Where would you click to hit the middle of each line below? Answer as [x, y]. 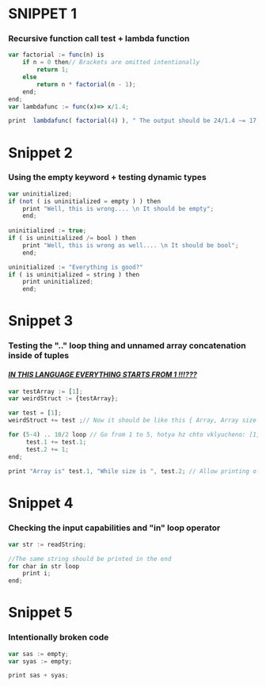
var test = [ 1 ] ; [35, 413]
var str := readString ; [47, 544]
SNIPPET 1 [43, 14]
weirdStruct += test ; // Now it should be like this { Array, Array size [133, 421]
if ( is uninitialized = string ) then [74, 274]
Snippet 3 [41, 321]
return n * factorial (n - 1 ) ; [86, 84]
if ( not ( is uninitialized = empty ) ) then [84, 201]
